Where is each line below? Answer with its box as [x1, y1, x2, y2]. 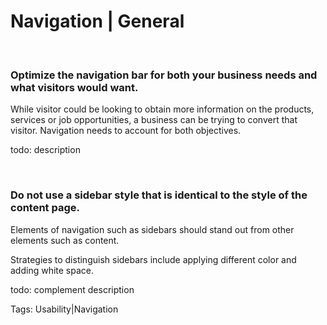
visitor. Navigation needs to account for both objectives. [10, 125, 242, 137]
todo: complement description [10, 283, 135, 295]
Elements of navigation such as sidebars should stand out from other [10, 223, 295, 235]
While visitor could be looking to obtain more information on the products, [10, 103, 315, 115]
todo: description [10, 144, 81, 156]
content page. [10, 201, 80, 215]
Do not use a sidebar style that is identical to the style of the [10, 188, 308, 202]
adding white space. [10, 264, 95, 276]
